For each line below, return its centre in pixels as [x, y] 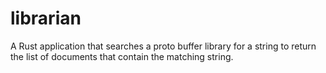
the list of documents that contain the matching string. [122, 56]
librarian [46, 18]
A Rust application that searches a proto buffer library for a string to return [163, 46]
